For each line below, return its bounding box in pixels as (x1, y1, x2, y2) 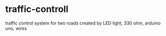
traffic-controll (5, 3, 69, 15)
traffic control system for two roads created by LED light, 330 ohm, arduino (5, 20, 161, 26)
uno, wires (5, 25, 27, 31)
